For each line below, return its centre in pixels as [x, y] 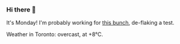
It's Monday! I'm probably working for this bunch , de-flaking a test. [91, 23]
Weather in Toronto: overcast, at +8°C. [55, 34]
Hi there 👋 [21, 10]
